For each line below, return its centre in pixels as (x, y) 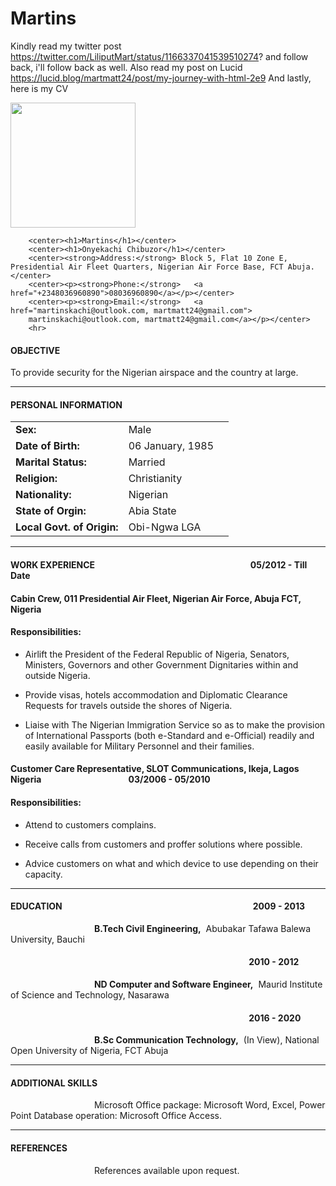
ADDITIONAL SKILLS (54, 1083)
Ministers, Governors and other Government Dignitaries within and (161, 664)
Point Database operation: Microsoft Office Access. (116, 1116)
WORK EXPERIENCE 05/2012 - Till (159, 564)
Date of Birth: (47, 446)
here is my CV (39, 88)
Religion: (36, 479)
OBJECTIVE (35, 350)
